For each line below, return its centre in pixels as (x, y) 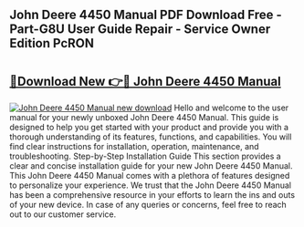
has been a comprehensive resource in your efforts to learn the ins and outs (152, 195)
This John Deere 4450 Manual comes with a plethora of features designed (150, 175)
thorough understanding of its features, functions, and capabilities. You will (151, 137)
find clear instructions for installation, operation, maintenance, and (134, 146)
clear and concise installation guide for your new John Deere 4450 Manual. (152, 166)
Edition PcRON (52, 43)
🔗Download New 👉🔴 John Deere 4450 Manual (145, 81)
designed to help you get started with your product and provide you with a (149, 127)
